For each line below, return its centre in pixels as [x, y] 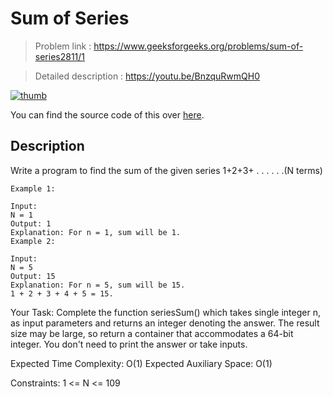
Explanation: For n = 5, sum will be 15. [98, 285]
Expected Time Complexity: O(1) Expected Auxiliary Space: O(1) [141, 363]
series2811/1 [60, 56]
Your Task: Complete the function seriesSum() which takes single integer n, [165, 312]
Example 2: [33, 241]
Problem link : [63, 46]
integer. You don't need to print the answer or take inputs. [129, 344]
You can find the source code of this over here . [107, 114]
